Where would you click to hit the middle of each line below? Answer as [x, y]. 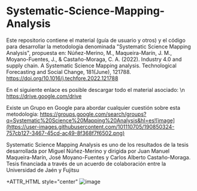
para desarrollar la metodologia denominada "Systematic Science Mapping [99, 47]
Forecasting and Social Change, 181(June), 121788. [69, 72]
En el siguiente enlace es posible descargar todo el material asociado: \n [96, 90]
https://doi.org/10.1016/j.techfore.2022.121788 [62, 78]
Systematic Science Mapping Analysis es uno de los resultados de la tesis [97, 144]
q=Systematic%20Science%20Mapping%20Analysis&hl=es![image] [91, 120]
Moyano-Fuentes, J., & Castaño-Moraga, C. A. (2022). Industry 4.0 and [94, 59]
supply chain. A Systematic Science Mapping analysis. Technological [91, 65]
